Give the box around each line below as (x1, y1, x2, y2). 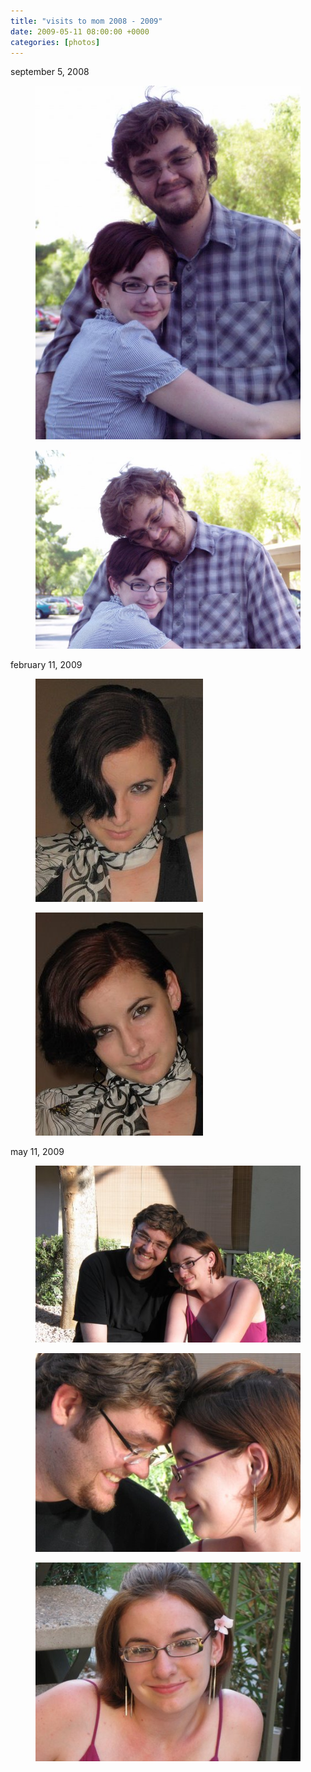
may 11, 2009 (10, 1145, 65, 1157)
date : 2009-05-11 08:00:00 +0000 (10, 26, 150, 37)
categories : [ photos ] (10, 37, 101, 47)
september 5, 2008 (10, 66, 90, 78)
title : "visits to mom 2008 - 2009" (10, 16, 163, 26)
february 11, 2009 (10, 658, 83, 670)
